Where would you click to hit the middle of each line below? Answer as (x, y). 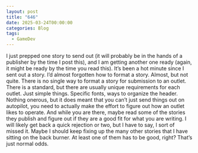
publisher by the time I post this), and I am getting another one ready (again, (99, 62)
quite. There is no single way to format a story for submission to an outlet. (96, 81)
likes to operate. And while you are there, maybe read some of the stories (96, 112)
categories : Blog (28, 28)
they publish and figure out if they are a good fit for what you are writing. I (96, 118)
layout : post (22, 12)
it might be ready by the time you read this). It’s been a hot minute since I (95, 68)
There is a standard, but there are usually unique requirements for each (93, 87)
